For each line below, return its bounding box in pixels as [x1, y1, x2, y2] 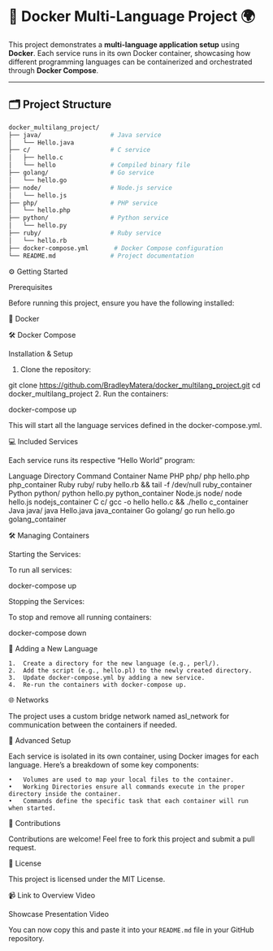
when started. [8, 804, 57, 812]
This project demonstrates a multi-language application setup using [8, 39, 240, 50]
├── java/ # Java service [8, 131, 162, 139]
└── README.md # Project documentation [8, 252, 195, 260]
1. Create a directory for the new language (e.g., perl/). [8, 659, 220, 668]
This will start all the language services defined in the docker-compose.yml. [8, 420, 262, 430]
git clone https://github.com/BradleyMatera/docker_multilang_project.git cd [8, 380, 261, 390]
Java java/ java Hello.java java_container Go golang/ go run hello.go [8, 505, 236, 515]
